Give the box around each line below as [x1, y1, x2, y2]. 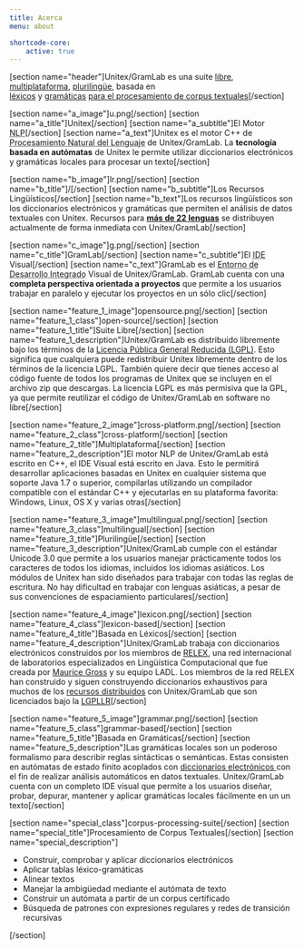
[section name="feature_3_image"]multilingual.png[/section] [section [9, 514, 268, 525]
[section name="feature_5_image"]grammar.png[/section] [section [9, 713, 259, 724]
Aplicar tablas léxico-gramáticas [22, 864, 143, 876]
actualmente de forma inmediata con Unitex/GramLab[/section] [9, 222, 247, 233]
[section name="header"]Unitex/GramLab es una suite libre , [9, 72, 234, 83]
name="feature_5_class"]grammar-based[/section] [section [9, 723, 233, 734]
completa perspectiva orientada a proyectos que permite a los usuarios [9, 279, 282, 289]
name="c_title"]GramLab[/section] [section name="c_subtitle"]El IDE [9, 249, 266, 260]
